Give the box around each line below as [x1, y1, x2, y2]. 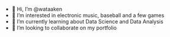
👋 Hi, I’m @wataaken [11, 6, 63, 12]
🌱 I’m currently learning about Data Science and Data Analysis [11, 18, 164, 25]
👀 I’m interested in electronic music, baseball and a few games [11, 12, 165, 19]
